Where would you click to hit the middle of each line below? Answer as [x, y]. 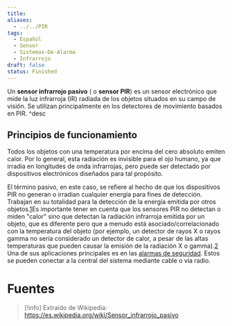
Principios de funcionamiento [72, 135]
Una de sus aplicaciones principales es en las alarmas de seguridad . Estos [114, 253]
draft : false [26, 65]
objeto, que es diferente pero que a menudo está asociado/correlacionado [113, 224]
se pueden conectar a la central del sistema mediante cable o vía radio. [109, 261]
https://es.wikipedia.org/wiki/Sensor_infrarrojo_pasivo [101, 315]
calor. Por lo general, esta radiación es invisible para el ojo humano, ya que [114, 159]
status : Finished [32, 71]
